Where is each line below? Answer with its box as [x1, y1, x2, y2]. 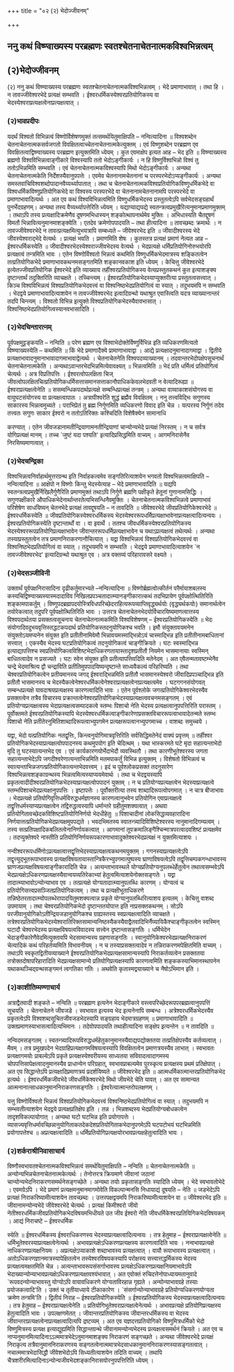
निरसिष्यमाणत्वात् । [7, 438, 49, 447]
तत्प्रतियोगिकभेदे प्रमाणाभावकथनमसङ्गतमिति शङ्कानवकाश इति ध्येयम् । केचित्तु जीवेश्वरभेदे [7, 258, 205, 266]
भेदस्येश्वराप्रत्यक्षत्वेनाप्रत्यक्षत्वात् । [7, 98, 80, 107]
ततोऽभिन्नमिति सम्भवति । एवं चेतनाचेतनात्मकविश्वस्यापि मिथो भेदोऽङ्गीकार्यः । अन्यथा [7, 164, 192, 172]
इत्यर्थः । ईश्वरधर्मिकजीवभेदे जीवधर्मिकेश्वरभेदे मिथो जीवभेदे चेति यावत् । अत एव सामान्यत [7, 1075, 200, 1084]
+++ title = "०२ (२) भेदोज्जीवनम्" [7, 7, 90, 15]
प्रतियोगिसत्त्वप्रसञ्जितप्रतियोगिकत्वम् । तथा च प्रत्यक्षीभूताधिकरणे [7, 886, 144, 895]
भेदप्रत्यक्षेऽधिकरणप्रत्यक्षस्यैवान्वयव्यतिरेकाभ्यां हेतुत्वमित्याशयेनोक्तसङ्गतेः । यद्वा [7, 871, 175, 879]
